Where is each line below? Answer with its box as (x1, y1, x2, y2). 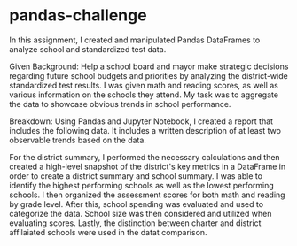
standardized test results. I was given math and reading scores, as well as (9, 80, 279, 90)
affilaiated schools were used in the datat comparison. (9, 227, 207, 237)
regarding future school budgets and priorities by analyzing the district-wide (9, 70, 288, 81)
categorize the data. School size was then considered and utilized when (9, 208, 272, 219)
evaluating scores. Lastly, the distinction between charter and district (9, 218, 262, 228)
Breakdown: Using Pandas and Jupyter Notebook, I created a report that (9, 116, 273, 127)
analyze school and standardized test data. (9, 43, 167, 54)
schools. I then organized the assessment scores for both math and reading (9, 189, 285, 200)
